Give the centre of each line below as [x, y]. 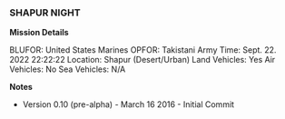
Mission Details [39, 33]
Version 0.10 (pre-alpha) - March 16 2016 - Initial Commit [128, 104]
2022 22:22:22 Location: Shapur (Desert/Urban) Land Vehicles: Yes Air [142, 60]
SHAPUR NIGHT [45, 13]
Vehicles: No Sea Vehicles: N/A [68, 69]
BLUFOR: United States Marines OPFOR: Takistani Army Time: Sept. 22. [143, 50]
